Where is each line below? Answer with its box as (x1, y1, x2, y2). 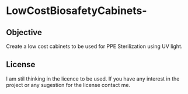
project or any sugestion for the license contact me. (6, 81, 130, 88)
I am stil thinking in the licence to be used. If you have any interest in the (6, 75, 180, 82)
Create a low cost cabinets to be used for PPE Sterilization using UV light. (6, 43, 183, 50)
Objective (6, 27, 43, 37)
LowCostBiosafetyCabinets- (6, 4, 147, 18)
